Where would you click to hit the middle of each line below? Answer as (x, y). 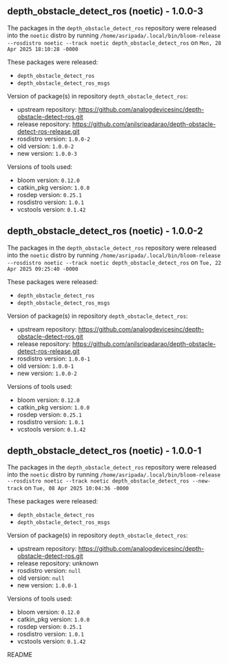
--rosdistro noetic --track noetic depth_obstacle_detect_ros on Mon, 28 (114, 42)
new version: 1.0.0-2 (47, 373)
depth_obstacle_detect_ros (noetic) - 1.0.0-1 (104, 451)
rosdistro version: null (49, 571)
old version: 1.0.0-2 (45, 146)
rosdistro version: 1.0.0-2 (54, 139)
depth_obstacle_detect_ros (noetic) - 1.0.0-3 (105, 11)
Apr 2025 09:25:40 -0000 (43, 269)
